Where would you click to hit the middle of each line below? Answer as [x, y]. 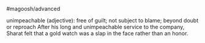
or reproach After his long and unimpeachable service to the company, [95, 27]
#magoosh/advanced [33, 9]
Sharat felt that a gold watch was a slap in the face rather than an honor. [97, 33]
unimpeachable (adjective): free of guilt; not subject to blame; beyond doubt [102, 20]
